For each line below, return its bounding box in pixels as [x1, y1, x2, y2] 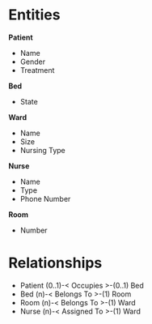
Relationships [8, 254, 103, 272]
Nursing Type [19, 145, 66, 155]
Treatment [19, 65, 55, 75]
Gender [19, 57, 46, 66]
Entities [8, 6, 61, 24]
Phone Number [19, 194, 71, 203]
